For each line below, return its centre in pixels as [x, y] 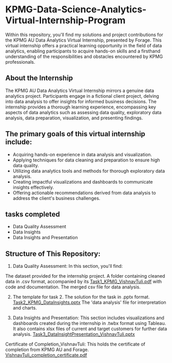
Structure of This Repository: [53, 254]
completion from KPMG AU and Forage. [47, 350]
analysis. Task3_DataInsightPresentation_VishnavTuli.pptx [74, 334]
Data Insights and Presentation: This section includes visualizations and [88, 318]
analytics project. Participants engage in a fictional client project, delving [82, 96]
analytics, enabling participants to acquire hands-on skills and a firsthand [83, 51]
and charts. [25, 308]
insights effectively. [33, 187]
